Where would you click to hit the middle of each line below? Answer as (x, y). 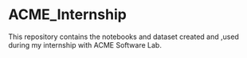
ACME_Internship (68, 15)
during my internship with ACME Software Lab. (85, 44)
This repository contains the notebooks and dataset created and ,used (123, 37)
